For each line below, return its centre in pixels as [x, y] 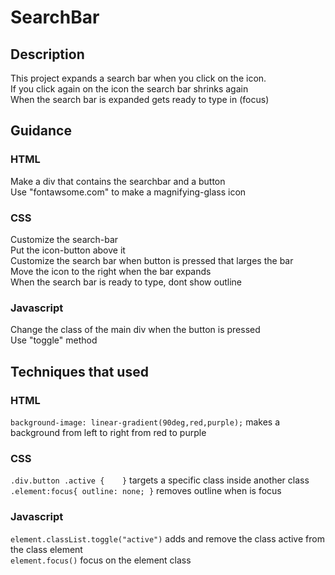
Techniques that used [79, 371]
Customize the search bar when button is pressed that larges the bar [152, 260]
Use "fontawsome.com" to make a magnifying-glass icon [128, 192]
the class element [46, 549]
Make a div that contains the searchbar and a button [118, 181]
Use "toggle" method [54, 340]
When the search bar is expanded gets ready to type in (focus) [140, 99]
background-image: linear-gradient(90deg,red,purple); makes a [145, 422]
